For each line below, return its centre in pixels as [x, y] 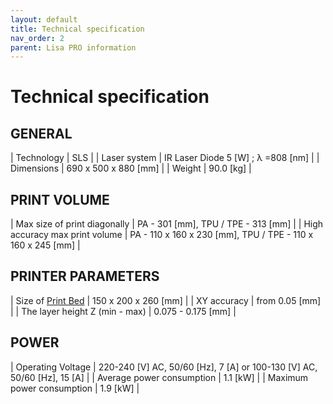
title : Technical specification [77, 29]
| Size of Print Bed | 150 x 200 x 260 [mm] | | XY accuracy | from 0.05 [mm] [166, 300]
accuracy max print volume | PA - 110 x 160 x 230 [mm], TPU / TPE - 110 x [162, 235]
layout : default [44, 19]
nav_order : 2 [37, 38]
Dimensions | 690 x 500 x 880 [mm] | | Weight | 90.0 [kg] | [131, 168]
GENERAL [41, 133]
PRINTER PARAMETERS [85, 276]
